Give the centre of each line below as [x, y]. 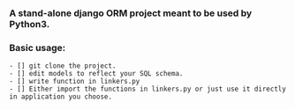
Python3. [30, 24]
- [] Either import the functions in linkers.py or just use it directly [148, 89]
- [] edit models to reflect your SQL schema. [96, 74]
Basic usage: [38, 48]
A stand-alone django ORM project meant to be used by [131, 13]
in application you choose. [61, 97]
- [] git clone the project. [63, 66]
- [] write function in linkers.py [75, 82]
